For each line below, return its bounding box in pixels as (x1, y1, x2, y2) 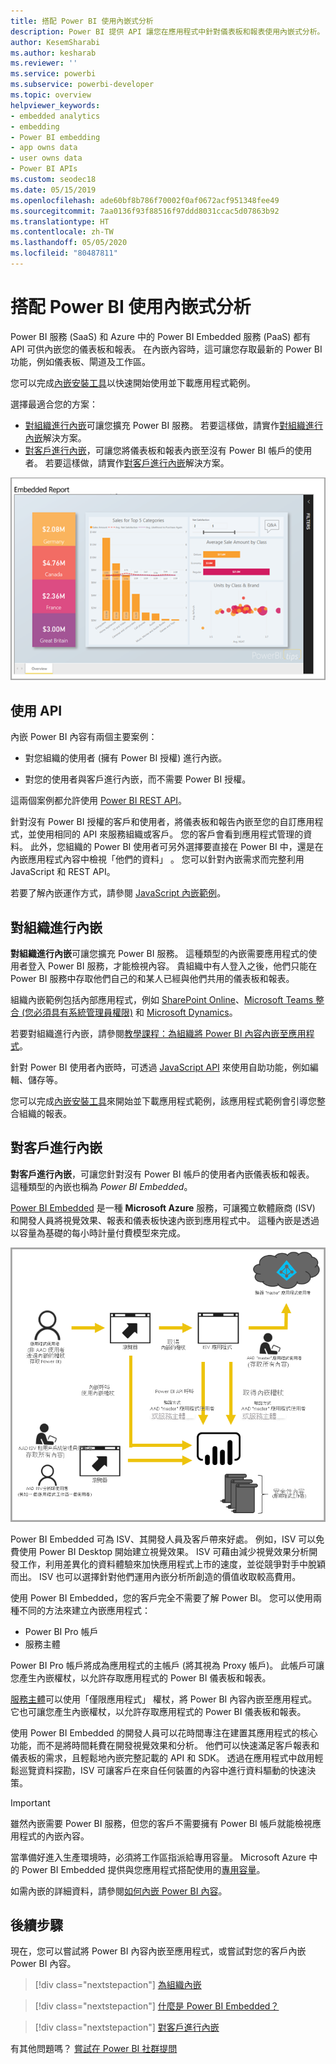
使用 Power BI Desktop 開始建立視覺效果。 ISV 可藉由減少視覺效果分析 (18, 1545, 310, 1557)
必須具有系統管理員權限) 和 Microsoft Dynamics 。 (33, 1006, 238, 1019)
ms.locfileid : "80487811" (10, 248, 118, 259)
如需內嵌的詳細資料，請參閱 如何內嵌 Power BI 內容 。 (10, 1885, 228, 1897)
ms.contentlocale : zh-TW (10, 227, 114, 237)
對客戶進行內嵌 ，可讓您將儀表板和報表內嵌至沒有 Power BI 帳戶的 (24, 444, 295, 456)
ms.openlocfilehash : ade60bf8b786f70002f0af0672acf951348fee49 (10, 195, 280, 205)
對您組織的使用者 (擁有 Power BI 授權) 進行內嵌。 (24, 752, 228, 764)
